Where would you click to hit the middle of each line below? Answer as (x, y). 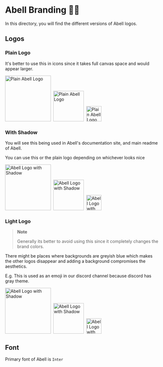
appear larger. (19, 68)
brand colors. (31, 247)
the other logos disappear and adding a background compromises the (75, 261)
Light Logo (18, 221)
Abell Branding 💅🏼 (42, 10)
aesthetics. (16, 266)
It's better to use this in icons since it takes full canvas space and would (77, 64)
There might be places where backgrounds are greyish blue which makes (79, 256)
